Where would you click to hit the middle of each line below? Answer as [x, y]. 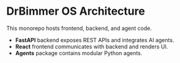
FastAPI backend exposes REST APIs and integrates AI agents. [95, 40]
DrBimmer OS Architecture [76, 11]
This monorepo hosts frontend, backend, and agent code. [79, 28]
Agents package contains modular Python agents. [79, 53]
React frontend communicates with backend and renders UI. [92, 46]
